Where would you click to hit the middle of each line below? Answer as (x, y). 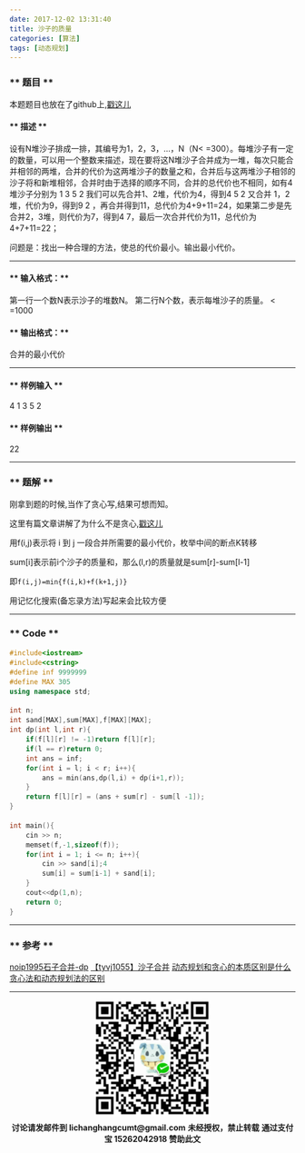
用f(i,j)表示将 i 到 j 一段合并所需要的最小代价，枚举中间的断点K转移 (133, 542)
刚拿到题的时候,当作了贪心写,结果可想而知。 (92, 503)
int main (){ (32, 825)
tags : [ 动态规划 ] (39, 48)
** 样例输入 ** (36, 385)
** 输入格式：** (39, 278)
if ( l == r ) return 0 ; (64, 749)
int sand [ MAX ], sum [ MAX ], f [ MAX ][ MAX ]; (81, 721)
